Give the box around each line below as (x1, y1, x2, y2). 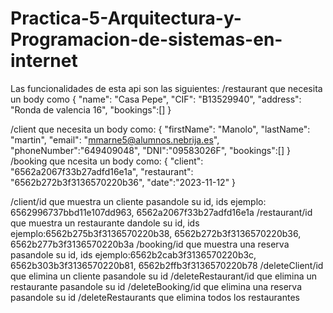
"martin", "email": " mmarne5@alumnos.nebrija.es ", (10, 133, 220, 146)
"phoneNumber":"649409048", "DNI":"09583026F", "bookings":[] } (10, 144, 291, 156)
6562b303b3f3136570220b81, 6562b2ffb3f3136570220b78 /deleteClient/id (10, 259, 324, 271)
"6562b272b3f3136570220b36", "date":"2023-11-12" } (10, 176, 237, 188)
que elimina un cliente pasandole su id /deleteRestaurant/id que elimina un (10, 270, 318, 282)
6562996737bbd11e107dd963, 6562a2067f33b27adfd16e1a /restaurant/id (10, 206, 313, 218)
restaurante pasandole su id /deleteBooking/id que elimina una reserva (10, 280, 303, 292)
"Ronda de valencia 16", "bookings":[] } (10, 103, 172, 116)
